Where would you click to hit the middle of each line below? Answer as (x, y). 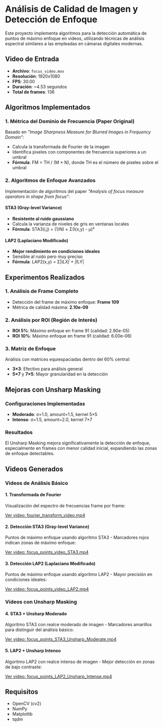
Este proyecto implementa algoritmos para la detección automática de (76, 33)
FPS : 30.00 (24, 81)
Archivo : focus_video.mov (38, 71)
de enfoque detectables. (30, 453)
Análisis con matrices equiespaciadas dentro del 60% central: (68, 359)
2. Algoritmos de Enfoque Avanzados (50, 181)
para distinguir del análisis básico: (40, 630)
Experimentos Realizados (45, 277)
